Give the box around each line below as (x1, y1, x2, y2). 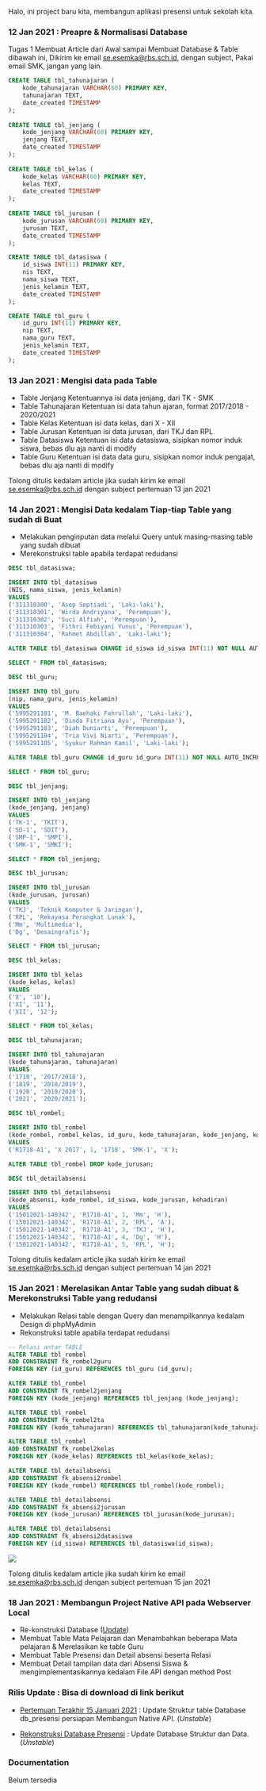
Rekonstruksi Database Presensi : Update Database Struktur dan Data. (19, 1729, 249, 1739)
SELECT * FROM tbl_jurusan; (8, 942, 101, 951)
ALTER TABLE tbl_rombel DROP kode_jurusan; (8, 1160, 154, 1168)
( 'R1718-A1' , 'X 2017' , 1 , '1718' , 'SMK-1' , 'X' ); (8, 1146, 179, 1154)
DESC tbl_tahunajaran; (8, 1036, 83, 1044)
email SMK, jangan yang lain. (8, 61, 103, 71)
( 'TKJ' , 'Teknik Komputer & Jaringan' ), (8, 905, 144, 913)
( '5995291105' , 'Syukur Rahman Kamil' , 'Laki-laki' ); (8, 739, 190, 747)
